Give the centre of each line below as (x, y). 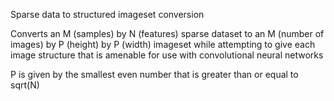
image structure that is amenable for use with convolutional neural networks (167, 55)
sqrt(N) (25, 85)
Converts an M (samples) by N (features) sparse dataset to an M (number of (167, 33)
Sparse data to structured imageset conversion (107, 14)
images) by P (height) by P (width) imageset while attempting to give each (163, 44)
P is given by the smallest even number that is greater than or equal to (154, 74)
